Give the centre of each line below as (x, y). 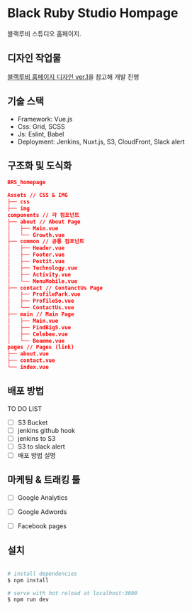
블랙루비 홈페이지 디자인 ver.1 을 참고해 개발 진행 (73, 77)
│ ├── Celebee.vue (38, 334)
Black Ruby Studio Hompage (93, 13)
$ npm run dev (28, 600)
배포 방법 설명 (36, 455)
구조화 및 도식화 (40, 165)
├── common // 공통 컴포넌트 (46, 242)
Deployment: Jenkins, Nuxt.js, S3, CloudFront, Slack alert (101, 141)
